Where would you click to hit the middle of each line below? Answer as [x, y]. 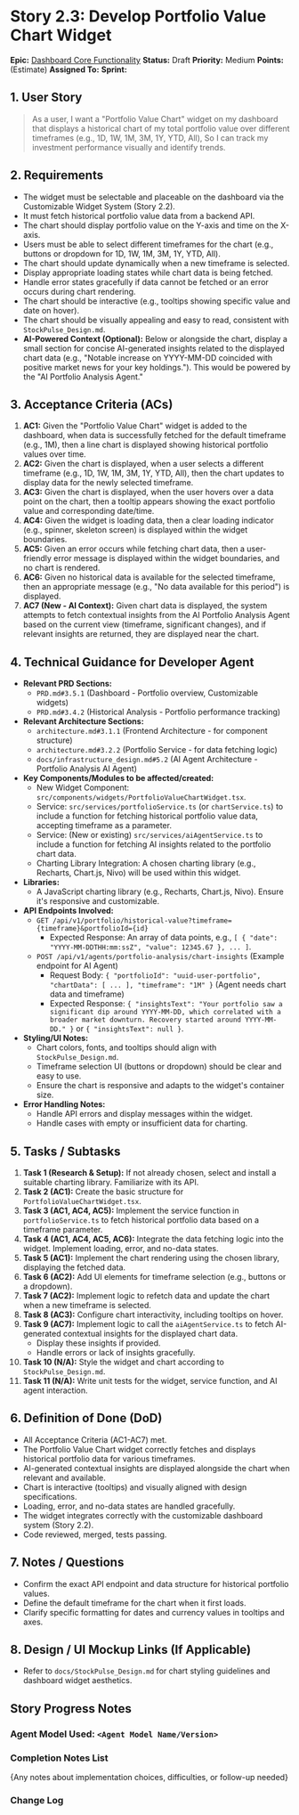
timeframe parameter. [63, 1229]
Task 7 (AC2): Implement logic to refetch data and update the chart [146, 1296]
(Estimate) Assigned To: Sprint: [69, 69]
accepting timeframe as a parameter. [104, 826]
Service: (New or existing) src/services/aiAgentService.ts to [149, 835]
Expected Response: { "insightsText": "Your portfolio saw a [166, 1004]
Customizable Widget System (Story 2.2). [99, 206]
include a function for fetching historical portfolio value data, [147, 816]
